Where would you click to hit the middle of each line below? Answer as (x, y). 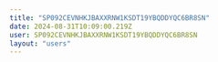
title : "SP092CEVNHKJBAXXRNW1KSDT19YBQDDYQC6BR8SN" (109, 18)
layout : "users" (40, 43)
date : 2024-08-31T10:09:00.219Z (71, 26)
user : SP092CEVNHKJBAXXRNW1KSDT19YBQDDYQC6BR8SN (104, 35)
